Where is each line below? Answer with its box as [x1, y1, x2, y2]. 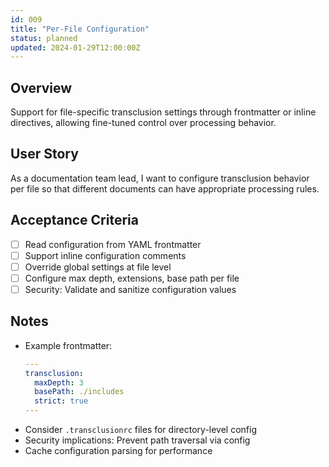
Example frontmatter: [24, 339, 113, 351]
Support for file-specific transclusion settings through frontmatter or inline [10, 106, 317, 118]
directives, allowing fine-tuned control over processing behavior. [10, 117, 277, 129]
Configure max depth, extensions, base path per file [24, 272, 240, 284]
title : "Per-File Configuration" [10, 24, 150, 34]
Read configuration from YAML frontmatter [24, 238, 202, 250]
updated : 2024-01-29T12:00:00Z [10, 42, 141, 53]
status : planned [10, 33, 78, 43]
